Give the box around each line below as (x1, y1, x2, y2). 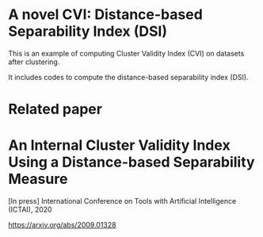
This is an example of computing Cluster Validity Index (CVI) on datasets (8, 48, 245, 58)
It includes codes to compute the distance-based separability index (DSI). (8, 72, 249, 82)
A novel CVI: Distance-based (8, 6, 204, 24)
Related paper (8, 101, 103, 118)
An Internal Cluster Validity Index (8, 136, 231, 155)
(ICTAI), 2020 (8, 205, 53, 215)
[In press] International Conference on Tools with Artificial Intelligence (8, 197, 237, 206)
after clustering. (8, 57, 60, 67)
